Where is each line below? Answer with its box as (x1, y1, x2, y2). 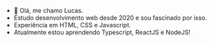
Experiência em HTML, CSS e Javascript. (13, 21, 131, 29)
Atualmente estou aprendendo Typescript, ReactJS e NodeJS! (13, 28, 191, 36)
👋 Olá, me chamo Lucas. (13, 7, 84, 14)
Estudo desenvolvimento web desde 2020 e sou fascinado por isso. (13, 14, 207, 22)
